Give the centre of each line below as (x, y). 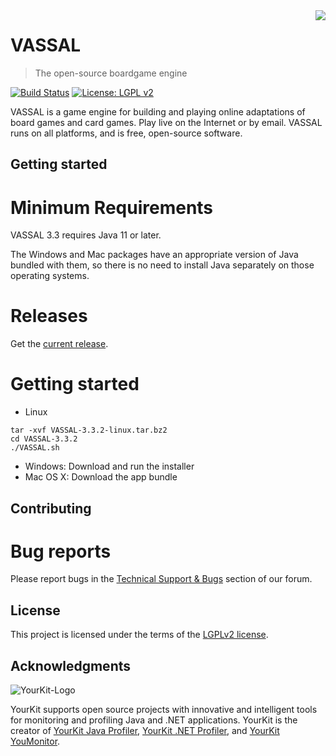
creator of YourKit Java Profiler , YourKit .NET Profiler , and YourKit (145, 731)
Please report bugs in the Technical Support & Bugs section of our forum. (161, 579)
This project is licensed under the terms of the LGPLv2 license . (139, 635)
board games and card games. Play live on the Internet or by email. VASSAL (166, 122)
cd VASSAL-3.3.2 (44, 439)
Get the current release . (59, 344)
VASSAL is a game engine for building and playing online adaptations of (158, 111)
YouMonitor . (35, 741)
